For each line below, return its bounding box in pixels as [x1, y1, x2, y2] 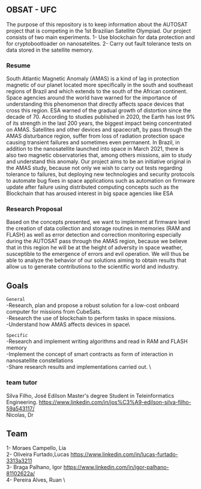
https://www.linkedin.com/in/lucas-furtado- [70, 451, 178, 458]
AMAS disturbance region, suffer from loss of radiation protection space [6, 132, 185, 140]
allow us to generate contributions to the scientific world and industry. [6, 263, 179, 270]
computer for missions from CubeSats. [6, 308, 102, 315]
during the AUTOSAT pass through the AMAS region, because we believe [6, 237, 188, 245]
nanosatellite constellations [6, 357, 74, 364]
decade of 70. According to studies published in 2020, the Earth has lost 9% [6, 114, 195, 121]
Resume [6, 61, 31, 70]
